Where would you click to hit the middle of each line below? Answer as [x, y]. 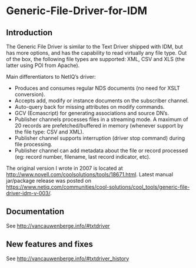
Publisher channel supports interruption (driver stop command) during [100, 138]
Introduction [29, 33]
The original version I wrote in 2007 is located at [65, 168]
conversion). [30, 94]
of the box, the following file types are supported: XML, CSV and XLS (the [96, 59]
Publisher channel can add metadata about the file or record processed [101, 150]
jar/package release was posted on [49, 181]
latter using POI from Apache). [43, 65]
